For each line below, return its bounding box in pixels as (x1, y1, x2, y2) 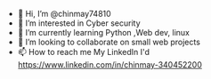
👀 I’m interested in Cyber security (17, 18, 141, 28)
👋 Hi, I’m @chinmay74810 (17, 9, 111, 19)
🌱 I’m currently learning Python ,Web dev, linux (17, 28, 190, 37)
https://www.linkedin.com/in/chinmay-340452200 (17, 59, 203, 70)
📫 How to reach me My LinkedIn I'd (17, 47, 150, 57)
